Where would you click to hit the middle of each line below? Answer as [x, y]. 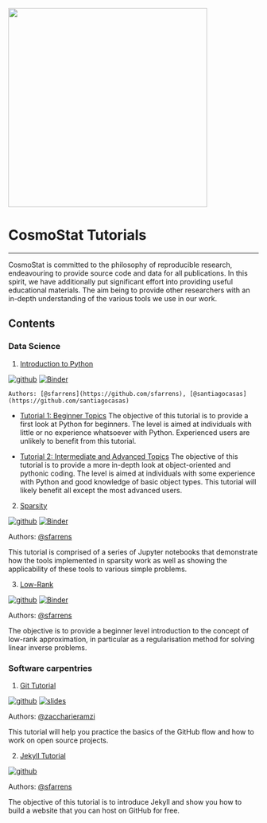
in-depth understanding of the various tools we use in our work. [112, 298]
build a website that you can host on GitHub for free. [94, 810]
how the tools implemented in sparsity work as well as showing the [118, 560]
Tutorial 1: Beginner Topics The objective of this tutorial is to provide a [134, 415]
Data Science [35, 347]
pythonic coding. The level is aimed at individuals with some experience [137, 473]
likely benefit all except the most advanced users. [101, 490]
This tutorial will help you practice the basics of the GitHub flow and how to [131, 731]
